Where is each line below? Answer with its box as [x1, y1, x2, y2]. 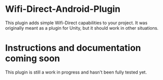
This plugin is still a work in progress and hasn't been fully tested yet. [5, 69, 147, 75]
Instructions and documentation [5, 42, 141, 54]
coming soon [5, 53, 60, 64]
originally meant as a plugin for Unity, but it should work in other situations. [5, 25, 159, 31]
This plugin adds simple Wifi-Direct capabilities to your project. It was [5, 20, 148, 26]
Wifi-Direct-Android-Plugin [5, 3, 121, 15]
